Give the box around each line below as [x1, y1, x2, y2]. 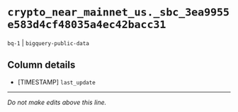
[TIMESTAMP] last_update [17, 77, 96, 86]
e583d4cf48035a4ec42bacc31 [7, 18, 166, 32]
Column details [7, 59, 76, 71]
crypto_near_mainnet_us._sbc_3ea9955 [7, 6, 230, 19]
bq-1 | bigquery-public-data [7, 38, 90, 47]
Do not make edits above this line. [7, 98, 107, 106]
